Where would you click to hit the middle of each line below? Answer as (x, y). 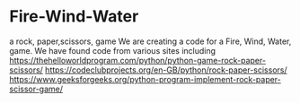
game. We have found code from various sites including (113, 50)
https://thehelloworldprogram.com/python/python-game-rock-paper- (138, 60)
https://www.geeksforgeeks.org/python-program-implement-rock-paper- (145, 79)
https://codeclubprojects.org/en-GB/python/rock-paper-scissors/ (166, 70)
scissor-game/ (36, 89)
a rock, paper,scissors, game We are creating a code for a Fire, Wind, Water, (150, 41)
